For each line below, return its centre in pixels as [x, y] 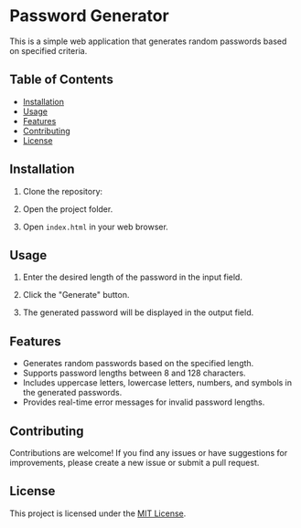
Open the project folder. [68, 209]
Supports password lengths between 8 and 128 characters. [134, 373]
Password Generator [89, 16]
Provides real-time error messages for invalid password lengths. [144, 402]
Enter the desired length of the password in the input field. [132, 277]
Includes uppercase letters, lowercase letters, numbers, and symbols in [157, 383]
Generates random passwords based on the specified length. [138, 364]
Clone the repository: [63, 191]
